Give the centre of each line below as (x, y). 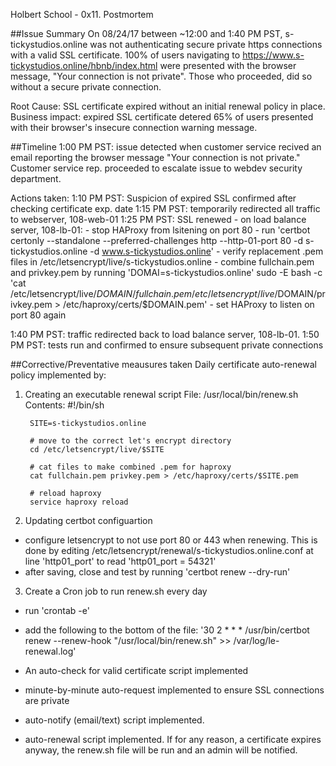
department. (36, 178)
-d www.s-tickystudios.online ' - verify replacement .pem (206, 251)
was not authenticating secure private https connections (206, 44)
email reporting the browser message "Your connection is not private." (155, 157)
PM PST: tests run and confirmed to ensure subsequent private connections (167, 345)
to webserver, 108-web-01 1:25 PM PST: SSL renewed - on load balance (158, 219)
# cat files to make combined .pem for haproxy (130, 467)
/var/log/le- (256, 640)
